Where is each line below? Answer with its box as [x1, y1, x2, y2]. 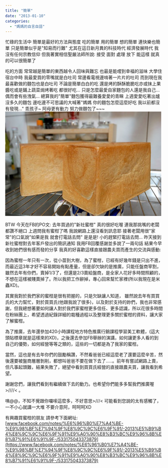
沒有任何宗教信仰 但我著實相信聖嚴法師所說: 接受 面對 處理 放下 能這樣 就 [5, 51, 155, 57]
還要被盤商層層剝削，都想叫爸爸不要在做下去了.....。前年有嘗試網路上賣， [9, 358, 161, 364]
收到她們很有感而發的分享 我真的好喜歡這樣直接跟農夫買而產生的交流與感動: [5, 246, 161, 252]
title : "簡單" [5, 8, 33, 13]
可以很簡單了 [9, 57, 36, 63]
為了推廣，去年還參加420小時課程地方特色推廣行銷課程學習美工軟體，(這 [5, 328, 155, 334]
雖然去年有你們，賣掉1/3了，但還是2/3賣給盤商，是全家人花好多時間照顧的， [5, 270, 163, 276]
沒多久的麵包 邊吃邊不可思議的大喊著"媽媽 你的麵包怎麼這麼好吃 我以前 [5, 99, 151, 105]
